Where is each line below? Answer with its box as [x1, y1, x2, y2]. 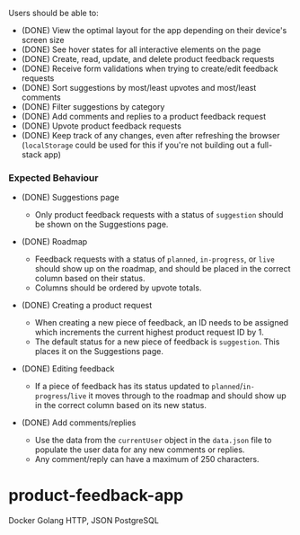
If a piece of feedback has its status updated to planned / [34, 381, 243, 392]
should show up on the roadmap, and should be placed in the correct [34, 263, 291, 274]
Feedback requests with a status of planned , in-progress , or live [34, 254, 275, 264]
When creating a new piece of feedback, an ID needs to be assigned [34, 317, 289, 328]
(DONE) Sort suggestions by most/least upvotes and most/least [21, 83, 257, 93]
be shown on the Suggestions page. [34, 219, 169, 230]
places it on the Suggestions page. [34, 346, 163, 357]
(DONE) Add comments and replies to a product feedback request [21, 111, 267, 121]
